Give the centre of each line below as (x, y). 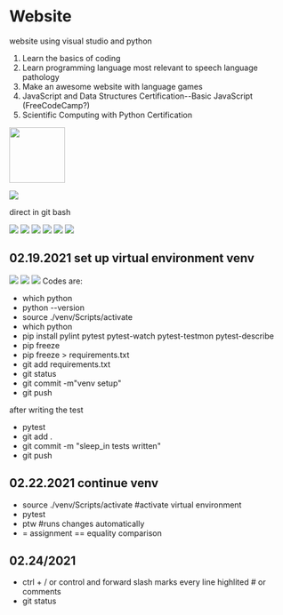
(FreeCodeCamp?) (56, 105)
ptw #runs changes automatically (83, 523)
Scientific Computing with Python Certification (107, 115)
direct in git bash (40, 212)
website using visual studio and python (81, 41)
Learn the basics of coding (71, 58)
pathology (40, 76)
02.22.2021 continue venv (84, 483)
